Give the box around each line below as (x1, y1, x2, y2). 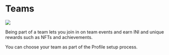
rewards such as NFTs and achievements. (5, 34, 93, 40)
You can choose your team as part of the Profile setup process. (5, 43, 138, 50)
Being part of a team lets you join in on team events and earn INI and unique (5, 28, 164, 35)
